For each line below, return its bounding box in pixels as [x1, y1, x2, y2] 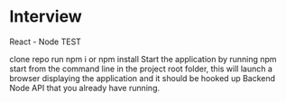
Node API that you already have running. [9, 82, 161, 93]
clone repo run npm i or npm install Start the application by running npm [9, 53, 277, 64]
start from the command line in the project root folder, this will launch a [9, 63, 273, 74]
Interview [9, 6, 83, 27]
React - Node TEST [9, 36, 81, 47]
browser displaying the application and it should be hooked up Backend [9, 72, 276, 83]
